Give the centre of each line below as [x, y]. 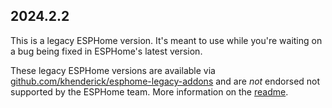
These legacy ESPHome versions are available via [113, 70]
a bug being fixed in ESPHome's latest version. [106, 51]
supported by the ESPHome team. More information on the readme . [149, 91]
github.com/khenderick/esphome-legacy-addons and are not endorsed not [165, 81]
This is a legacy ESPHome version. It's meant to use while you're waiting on [166, 40]
